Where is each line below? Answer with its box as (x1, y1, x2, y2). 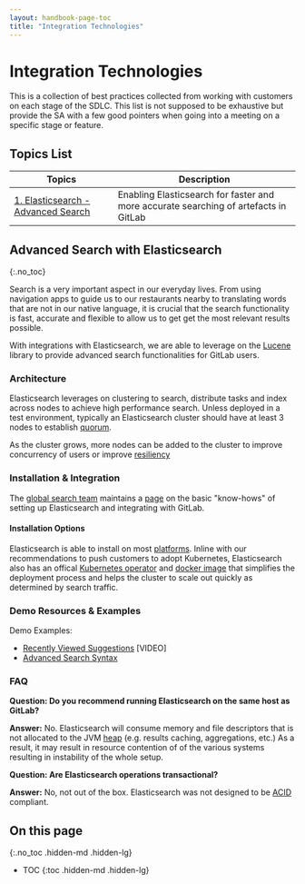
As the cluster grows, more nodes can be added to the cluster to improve (9, 440, 283, 451)
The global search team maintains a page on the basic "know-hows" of (9, 492, 276, 503)
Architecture (9, 372, 67, 384)
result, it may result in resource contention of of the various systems (9, 742, 265, 753)
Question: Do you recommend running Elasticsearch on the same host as (9, 696, 290, 707)
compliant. (9, 797, 49, 808)
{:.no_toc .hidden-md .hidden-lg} (9, 847, 133, 859)
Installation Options (9, 523, 85, 534)
